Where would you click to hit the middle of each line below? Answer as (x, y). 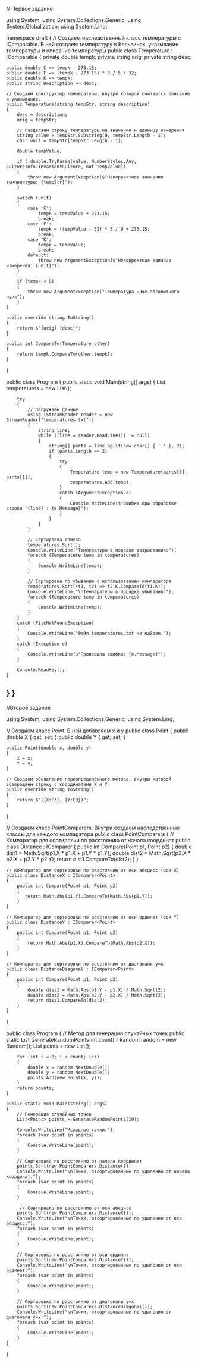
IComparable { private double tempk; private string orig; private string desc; (99, 57)
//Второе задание (28, 707)
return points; (36, 1088)
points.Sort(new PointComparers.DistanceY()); (76, 1260)
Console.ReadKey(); (41, 670)
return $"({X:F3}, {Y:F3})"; (53, 800)
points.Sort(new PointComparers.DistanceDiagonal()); (85, 1306)
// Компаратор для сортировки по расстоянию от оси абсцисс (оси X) (93, 870)
